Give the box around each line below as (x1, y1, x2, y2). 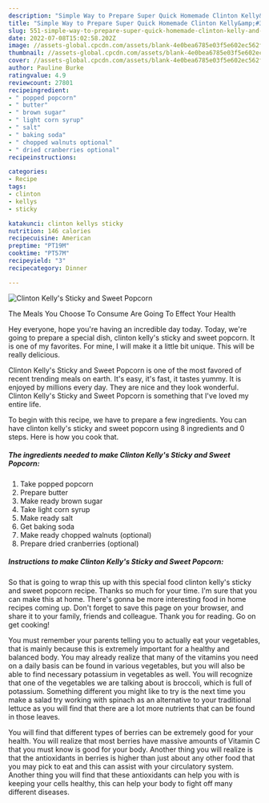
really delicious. (8, 349, 60, 359)
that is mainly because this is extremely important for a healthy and (8, 644, 230, 653)
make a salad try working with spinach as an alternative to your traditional (8, 695, 252, 704)
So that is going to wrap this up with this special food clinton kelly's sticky (8, 577, 252, 587)
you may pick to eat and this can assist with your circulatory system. (8, 761, 235, 771)
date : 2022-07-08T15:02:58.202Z (8, 34, 116, 42)
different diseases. (8, 787, 70, 797)
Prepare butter (19, 487, 68, 497)
